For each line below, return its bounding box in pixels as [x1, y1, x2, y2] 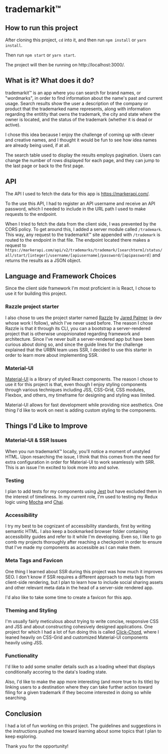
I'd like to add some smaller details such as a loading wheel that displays [5, 663, 155, 670]
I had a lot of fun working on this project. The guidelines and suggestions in [5, 723, 161, 729]
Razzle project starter [5, 303, 59, 310]
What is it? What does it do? [5, 77, 94, 85]
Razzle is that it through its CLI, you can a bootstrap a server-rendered [5, 325, 151, 331]
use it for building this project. [5, 290, 67, 296]
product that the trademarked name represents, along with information [5, 106, 151, 112]
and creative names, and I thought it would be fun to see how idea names [5, 137, 157, 143]
